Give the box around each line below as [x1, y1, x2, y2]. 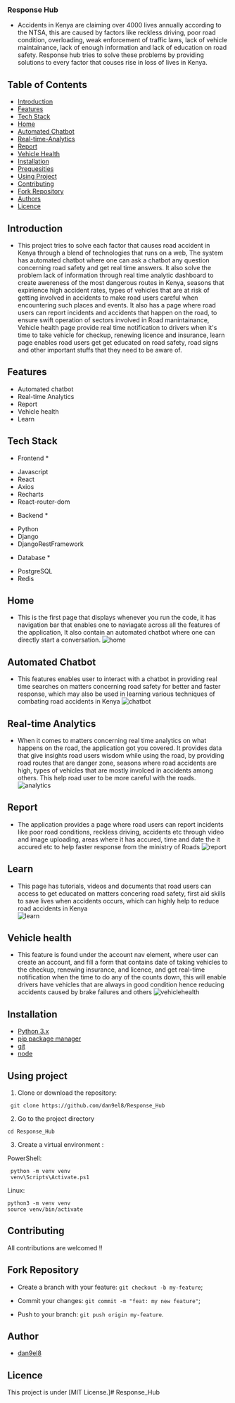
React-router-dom [17, 497, 70, 506]
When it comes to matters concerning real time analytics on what [17, 736, 207, 744]
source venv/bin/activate [7, 1206, 83, 1213]
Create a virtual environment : [17, 1141, 104, 1149]
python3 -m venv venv [7, 1200, 71, 1207]
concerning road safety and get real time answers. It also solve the [17, 263, 212, 272]
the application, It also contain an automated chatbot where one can [17, 628, 215, 637]
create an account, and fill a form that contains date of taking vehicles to [17, 958, 228, 967]
